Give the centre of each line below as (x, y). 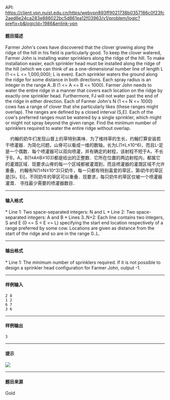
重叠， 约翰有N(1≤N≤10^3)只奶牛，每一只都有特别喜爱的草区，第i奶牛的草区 (84, 171)
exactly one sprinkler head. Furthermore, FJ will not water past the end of (82, 96)
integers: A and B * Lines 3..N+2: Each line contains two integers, (96, 217)
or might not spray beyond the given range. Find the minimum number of (81, 123)
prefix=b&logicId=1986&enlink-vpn (41, 23)
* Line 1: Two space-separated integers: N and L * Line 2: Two (70, 212)
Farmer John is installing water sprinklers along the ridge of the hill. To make (85, 58)
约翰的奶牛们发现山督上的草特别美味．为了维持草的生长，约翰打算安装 (83, 139)
